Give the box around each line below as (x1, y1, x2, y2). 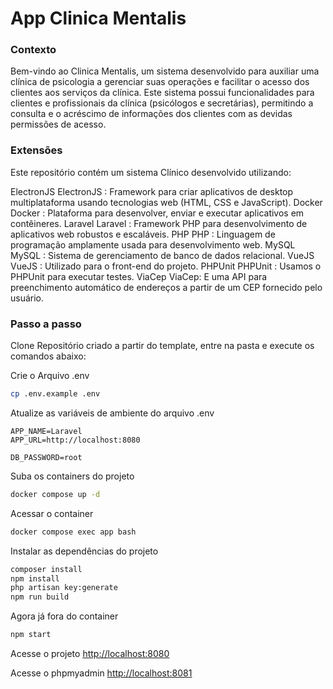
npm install (10, 573, 60, 584)
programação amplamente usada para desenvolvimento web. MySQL (10, 238, 296, 251)
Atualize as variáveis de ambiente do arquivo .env (10, 407, 215, 419)
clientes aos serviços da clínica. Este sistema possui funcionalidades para (10, 87, 315, 99)
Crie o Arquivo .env (10, 370, 90, 382)
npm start (10, 630, 52, 640)
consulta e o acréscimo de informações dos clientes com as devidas (10, 108, 293, 120)
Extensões (10, 143, 63, 157)
